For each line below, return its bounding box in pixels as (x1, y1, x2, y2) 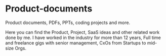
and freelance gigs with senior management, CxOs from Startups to (5, 39, 146, 45)
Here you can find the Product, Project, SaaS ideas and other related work (5, 29, 160, 35)
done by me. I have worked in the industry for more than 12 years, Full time (5, 34, 161, 40)
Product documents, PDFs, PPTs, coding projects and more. (5, 19, 131, 25)
